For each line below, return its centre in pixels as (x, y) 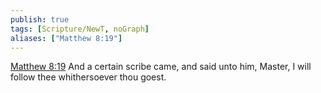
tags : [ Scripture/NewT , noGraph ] (80, 29)
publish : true (40, 19)
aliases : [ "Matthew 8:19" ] (66, 38)
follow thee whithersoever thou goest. (88, 77)
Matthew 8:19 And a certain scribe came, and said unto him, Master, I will (161, 67)
